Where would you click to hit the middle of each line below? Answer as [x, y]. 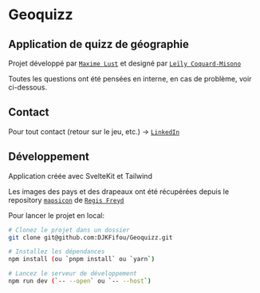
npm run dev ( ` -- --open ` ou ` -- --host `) [80, 281]
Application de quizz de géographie [98, 44]
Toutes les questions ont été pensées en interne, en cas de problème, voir [130, 79]
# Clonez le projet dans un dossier [69, 230]
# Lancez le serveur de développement [73, 274]
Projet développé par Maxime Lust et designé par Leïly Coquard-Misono [125, 63]
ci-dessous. [28, 87]
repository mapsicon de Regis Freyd [66, 200]
